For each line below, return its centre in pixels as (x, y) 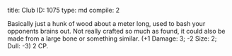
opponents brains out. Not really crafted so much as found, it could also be (116, 31)
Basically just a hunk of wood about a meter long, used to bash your (106, 23)
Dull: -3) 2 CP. (28, 46)
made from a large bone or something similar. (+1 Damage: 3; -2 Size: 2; (112, 38)
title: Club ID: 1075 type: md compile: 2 (64, 10)
